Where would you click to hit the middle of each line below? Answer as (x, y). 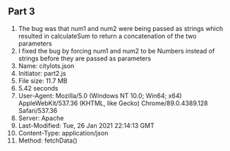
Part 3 (22, 12)
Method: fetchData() (48, 140)
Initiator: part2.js (42, 73)
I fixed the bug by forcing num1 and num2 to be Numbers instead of (116, 51)
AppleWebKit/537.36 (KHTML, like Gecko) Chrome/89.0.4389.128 (113, 103)
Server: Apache (41, 118)
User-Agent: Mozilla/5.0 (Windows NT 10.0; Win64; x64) (100, 96)
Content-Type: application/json (63, 133)
